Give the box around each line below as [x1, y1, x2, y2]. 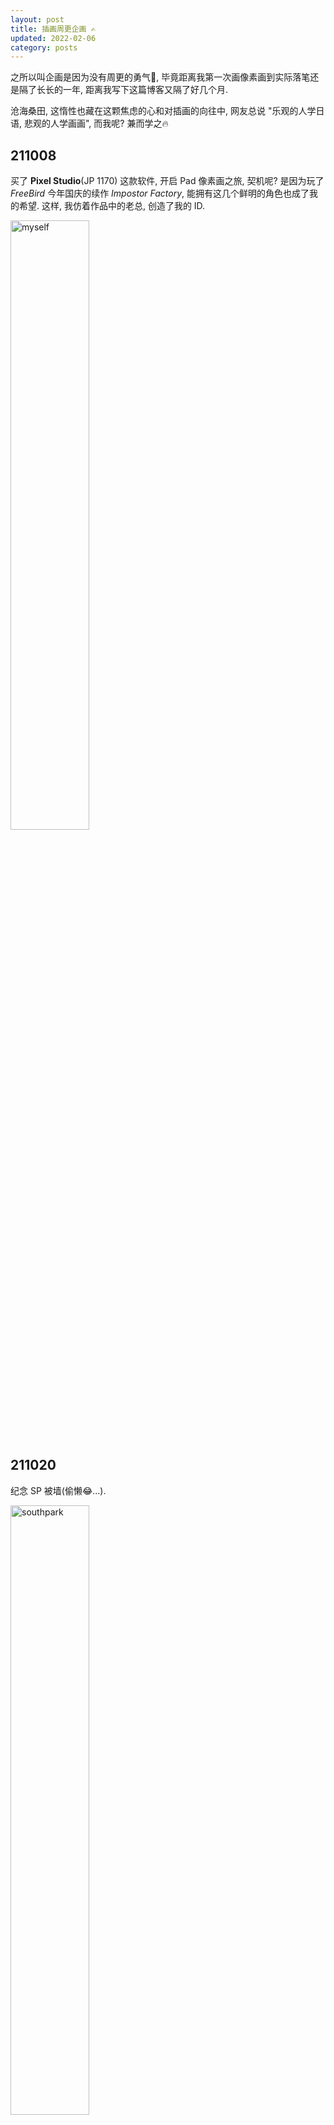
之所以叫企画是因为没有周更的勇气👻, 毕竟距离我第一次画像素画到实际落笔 [10, 71, 311, 83]
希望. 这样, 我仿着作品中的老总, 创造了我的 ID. [18, 200, 206, 212]
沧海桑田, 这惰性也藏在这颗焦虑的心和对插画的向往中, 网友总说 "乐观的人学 [10, 105, 317, 117]
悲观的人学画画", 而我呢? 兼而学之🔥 [23, 117, 169, 130]
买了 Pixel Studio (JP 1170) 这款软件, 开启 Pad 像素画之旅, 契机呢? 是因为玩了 [10, 175, 325, 187]
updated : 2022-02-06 [10, 33, 97, 43]
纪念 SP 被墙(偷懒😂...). [10, 1484, 107, 1496]
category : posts [10, 42, 78, 53]
